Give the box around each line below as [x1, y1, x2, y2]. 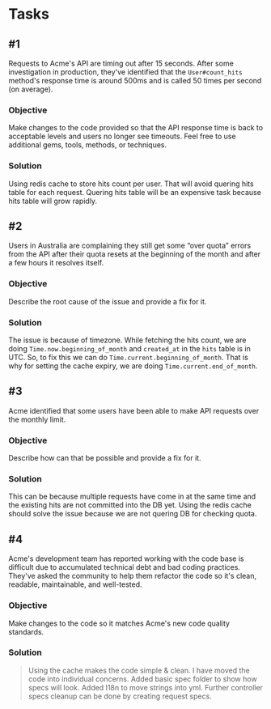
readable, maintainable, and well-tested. [8, 580, 143, 589]
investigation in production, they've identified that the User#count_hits [8, 67, 243, 77]
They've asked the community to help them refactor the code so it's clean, [8, 571, 257, 581]
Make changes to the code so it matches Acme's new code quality [8, 618, 231, 628]
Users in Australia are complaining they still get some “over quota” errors [8, 240, 252, 251]
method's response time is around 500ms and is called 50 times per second [8, 76, 262, 85]
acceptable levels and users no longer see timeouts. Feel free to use [8, 131, 236, 142]
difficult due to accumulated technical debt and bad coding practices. [8, 563, 241, 572]
